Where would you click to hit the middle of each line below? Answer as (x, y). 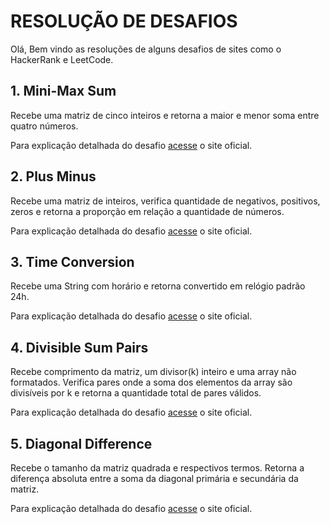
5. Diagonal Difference (81, 443)
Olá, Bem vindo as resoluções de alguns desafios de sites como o (146, 49)
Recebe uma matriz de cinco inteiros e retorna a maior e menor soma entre (165, 115)
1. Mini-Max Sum (63, 91)
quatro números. (44, 126)
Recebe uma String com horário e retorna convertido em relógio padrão (158, 286)
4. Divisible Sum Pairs (79, 347)
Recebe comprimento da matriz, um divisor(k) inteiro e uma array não (153, 372)
